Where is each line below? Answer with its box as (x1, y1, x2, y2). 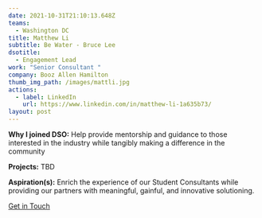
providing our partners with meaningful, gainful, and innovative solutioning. (8, 186, 255, 195)
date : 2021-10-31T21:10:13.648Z (8, 11, 115, 20)
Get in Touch (8, 201, 50, 211)
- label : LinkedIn (15, 93, 77, 101)
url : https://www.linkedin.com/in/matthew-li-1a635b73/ (22, 100, 213, 108)
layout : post (8, 108, 52, 116)
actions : (8, 85, 37, 94)
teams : (8, 19, 30, 27)
